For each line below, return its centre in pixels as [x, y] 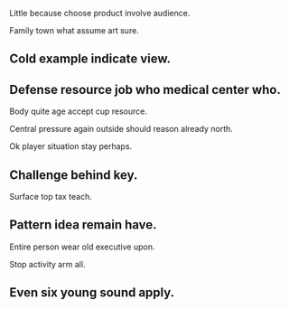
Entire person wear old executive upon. [82, 247]
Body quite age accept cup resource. [78, 111]
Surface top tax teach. [51, 197]
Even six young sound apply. [92, 293]
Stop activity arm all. [47, 264]
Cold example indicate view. [90, 59]
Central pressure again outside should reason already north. [121, 129]
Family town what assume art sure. [75, 30]
